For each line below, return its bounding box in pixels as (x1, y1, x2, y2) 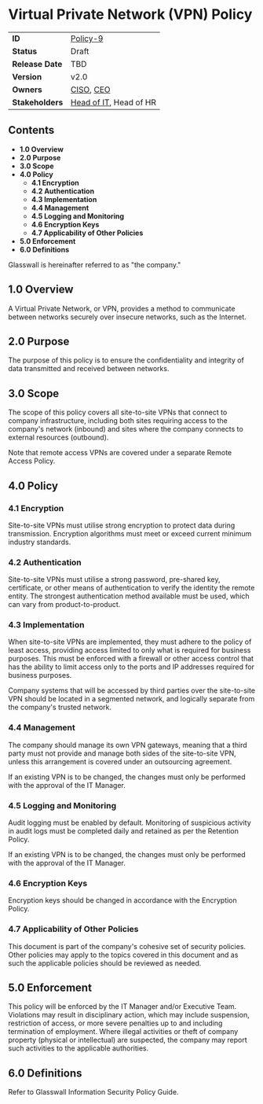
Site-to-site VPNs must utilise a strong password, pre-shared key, (8, 575, 221, 584)
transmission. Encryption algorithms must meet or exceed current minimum (8, 528, 252, 538)
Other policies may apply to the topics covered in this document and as (8, 950, 239, 959)
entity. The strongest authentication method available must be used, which (8, 591, 250, 601)
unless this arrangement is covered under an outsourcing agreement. (8, 756, 232, 766)
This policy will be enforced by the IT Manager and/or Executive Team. (8, 1002, 237, 1011)
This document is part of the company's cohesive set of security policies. (8, 941, 246, 951)
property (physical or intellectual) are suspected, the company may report (8, 1036, 247, 1045)
